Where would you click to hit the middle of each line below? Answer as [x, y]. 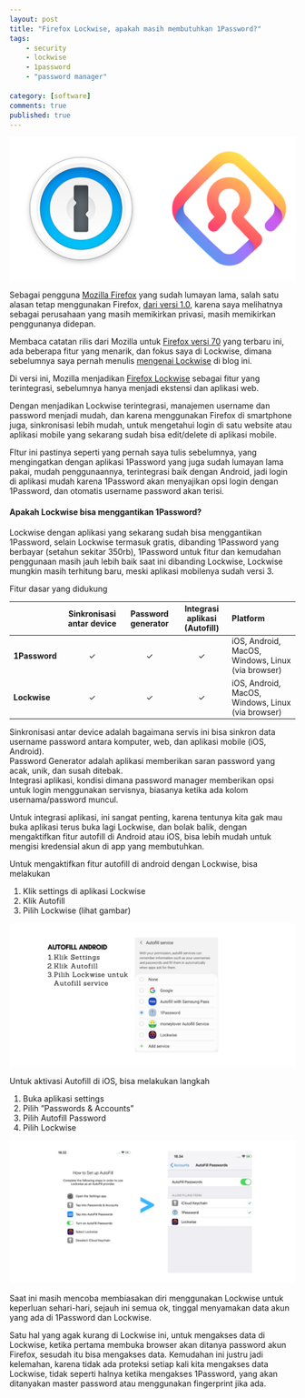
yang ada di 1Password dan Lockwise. [81, 1318]
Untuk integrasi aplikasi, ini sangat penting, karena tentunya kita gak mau [146, 818]
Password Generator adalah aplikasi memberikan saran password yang [142, 761]
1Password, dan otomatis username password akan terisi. [117, 491]
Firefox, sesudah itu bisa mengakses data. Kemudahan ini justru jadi [136, 1354]
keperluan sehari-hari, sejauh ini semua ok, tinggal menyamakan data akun [150, 1308]
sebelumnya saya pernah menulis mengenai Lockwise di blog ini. [131, 361]
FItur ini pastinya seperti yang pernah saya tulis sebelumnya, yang [133, 453]
